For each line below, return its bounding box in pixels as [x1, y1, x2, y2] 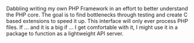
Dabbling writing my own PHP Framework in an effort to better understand [6, 5, 189, 12]
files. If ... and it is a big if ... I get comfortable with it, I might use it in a [6, 24, 178, 31]
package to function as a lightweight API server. [6, 30, 124, 37]
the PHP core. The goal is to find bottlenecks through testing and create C [6, 11, 188, 18]
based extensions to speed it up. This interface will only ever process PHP [6, 18, 189, 24]
